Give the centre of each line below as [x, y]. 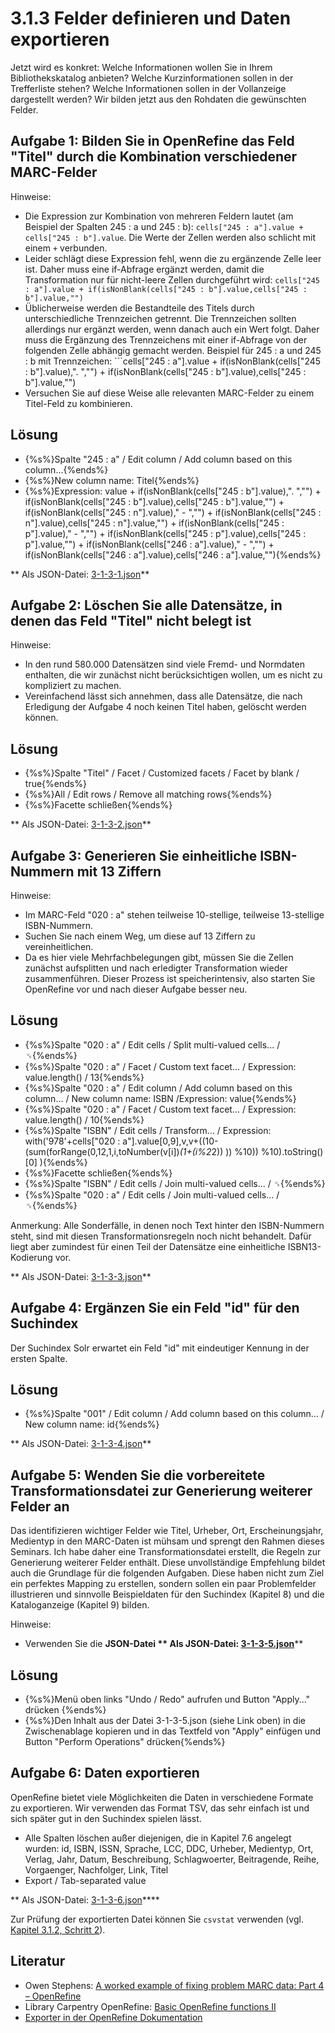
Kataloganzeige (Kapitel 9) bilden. [80, 1605]
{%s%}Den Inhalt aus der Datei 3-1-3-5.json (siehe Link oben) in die [165, 1721]
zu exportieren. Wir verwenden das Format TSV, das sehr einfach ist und [160, 1808]
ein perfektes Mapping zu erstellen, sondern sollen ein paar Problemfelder [163, 1584]
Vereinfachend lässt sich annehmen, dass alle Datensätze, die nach [163, 696]
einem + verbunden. [66, 248]
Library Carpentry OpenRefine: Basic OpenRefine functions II [150, 2006]
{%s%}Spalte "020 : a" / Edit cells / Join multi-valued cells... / [152, 1194]
